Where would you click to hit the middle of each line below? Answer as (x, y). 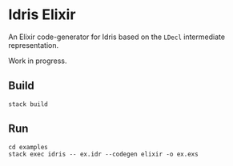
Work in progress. (38, 61)
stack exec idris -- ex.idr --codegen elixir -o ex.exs (103, 154)
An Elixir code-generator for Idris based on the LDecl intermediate (117, 37)
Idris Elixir (42, 15)
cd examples (28, 147)
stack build (28, 104)
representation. (33, 45)
